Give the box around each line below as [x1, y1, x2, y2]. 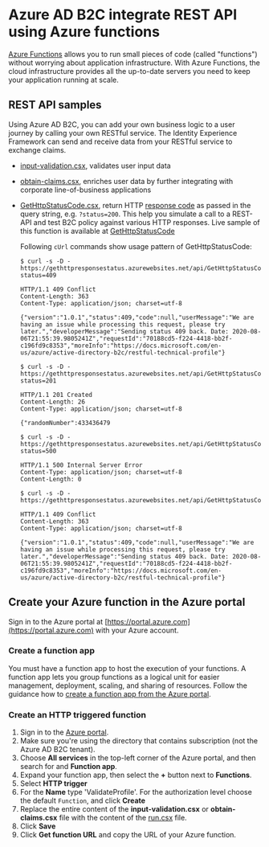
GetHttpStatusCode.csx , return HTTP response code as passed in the [19, 200, 251, 210]
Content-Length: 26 [19, 398, 86, 406]
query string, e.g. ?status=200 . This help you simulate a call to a [19, 209, 231, 219]
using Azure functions [8, 23, 161, 41]
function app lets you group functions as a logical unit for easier [8, 672, 220, 681]
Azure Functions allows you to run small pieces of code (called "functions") [8, 49, 259, 59]
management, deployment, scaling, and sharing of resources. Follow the [8, 681, 247, 690]
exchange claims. [8, 145, 67, 154]
